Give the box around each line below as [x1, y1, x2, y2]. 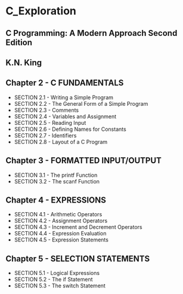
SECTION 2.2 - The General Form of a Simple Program [14, 100, 148, 107]
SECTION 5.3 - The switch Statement [14, 282, 106, 289]
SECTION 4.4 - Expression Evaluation [14, 230, 107, 237]
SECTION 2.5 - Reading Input [14, 119, 86, 126]
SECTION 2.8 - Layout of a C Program [14, 138, 108, 145]
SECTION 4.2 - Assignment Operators [14, 217, 108, 225]
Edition [5, 37, 33, 47]
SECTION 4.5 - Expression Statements [14, 236, 108, 243]
